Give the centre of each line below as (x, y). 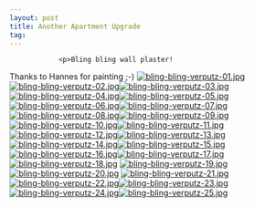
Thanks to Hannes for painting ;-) (72, 77)
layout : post (34, 18)
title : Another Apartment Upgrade (75, 26)
